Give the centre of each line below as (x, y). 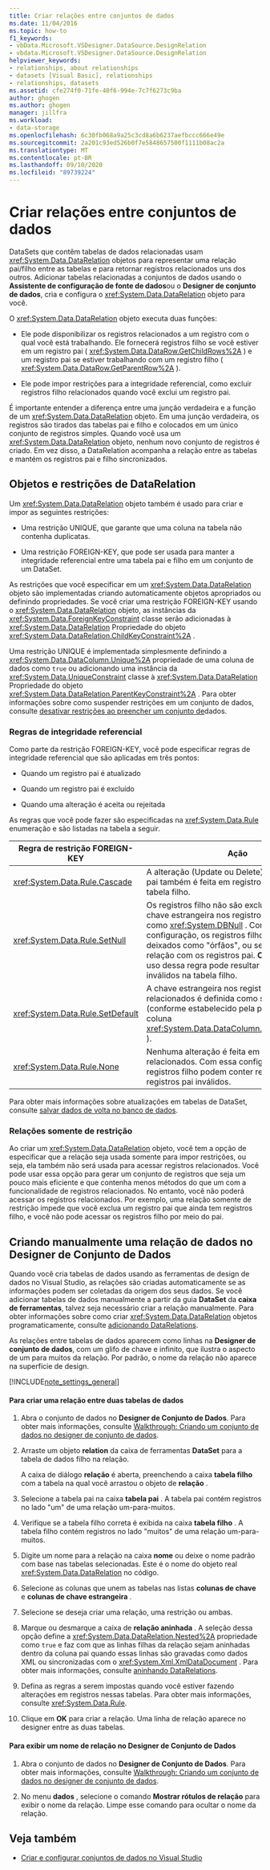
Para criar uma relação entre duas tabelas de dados (97, 1400)
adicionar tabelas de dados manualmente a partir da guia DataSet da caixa (133, 1300)
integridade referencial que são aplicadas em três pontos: (104, 758)
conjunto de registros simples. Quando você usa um (95, 433)
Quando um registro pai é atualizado (81, 774)
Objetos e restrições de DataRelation (103, 484)
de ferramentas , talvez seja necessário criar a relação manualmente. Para (132, 1308)
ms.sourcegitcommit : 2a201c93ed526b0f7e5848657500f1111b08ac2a (117, 143)
